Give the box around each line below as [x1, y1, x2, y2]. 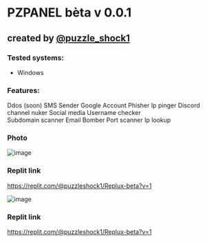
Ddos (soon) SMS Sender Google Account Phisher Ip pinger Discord [7, 101, 201, 109]
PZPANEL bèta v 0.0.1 [7, 5, 132, 21]
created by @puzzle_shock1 [7, 32, 131, 44]
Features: [7, 85, 40, 95]
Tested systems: [7, 53, 64, 63]
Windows [17, 68, 44, 76]
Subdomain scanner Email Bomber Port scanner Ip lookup [7, 116, 171, 125]
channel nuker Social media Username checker [7, 109, 141, 117]
